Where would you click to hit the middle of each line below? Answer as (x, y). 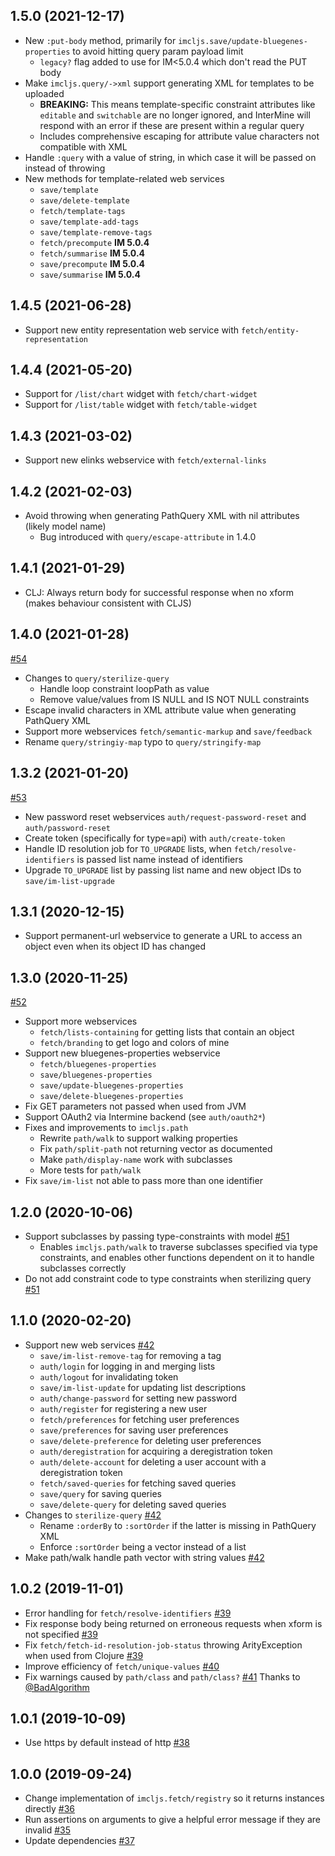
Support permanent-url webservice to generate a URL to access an (163, 936)
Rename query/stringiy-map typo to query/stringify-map (143, 741)
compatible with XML (83, 146)
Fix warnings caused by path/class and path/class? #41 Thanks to (162, 1676)
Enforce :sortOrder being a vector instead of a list (143, 1546)
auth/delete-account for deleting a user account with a (153, 1461)
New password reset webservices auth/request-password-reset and (165, 816)
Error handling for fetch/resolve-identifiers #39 (128, 1613)
